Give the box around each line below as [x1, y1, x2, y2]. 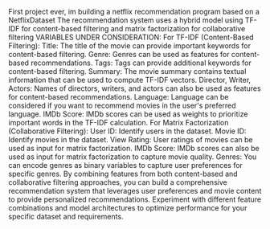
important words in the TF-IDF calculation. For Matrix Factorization [8, 118, 229, 127]
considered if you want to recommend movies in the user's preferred [8, 100, 236, 110]
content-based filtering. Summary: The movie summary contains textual [8, 67, 247, 76]
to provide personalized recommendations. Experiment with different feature [8, 194, 262, 204]
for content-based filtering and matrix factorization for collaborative [21, 24, 246, 33]
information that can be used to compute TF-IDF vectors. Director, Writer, [8, 76, 252, 84]
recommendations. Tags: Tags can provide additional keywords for [31, 58, 252, 67]
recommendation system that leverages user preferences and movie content [8, 186, 262, 195]
